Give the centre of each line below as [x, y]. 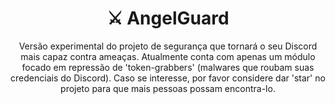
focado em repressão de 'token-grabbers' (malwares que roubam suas [168, 67]
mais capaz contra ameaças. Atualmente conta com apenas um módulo [168, 56]
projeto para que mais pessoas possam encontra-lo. [168, 88]
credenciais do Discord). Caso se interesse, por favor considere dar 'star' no [168, 78]
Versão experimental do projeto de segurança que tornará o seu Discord [168, 46]
